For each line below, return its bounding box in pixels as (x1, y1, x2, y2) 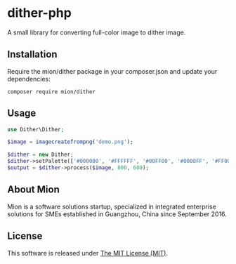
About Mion (7, 184, 60, 196)
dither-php (7, 5, 72, 21)
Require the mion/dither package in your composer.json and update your (7, 67, 218, 75)
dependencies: (7, 74, 51, 83)
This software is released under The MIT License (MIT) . (7, 249, 169, 257)
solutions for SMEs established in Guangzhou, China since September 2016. (7, 209, 227, 218)
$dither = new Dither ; (7, 151, 74, 159)
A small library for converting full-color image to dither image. (7, 28, 186, 37)
